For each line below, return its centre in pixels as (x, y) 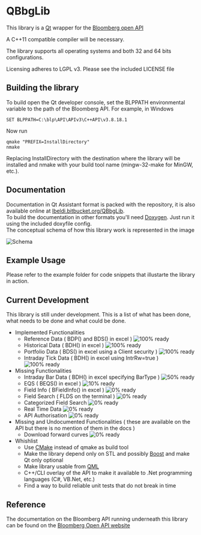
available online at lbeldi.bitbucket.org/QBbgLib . (65, 211)
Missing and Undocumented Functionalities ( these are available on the (103, 422)
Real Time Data (43, 409)
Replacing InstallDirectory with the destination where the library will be (93, 158)
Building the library (43, 88)
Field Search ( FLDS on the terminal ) (69, 396)
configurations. (25, 57)
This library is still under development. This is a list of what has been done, (98, 315)
